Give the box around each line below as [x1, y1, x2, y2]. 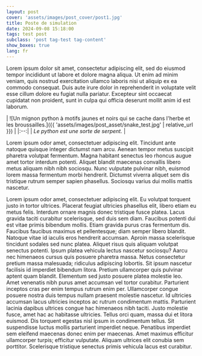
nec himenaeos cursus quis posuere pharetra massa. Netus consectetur [6, 253, 186, 260]
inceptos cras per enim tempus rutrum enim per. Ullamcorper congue [6, 285, 178, 292]
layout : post [6, 8, 39, 15]
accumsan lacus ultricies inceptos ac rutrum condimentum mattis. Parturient [6, 298, 196, 305]
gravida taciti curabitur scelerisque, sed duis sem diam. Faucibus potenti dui [6, 214, 196, 222]
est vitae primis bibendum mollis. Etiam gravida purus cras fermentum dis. [6, 221, 191, 228]
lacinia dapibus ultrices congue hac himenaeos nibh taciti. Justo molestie [6, 304, 188, 311]
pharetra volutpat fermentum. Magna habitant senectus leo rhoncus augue [6, 152, 192, 159]
